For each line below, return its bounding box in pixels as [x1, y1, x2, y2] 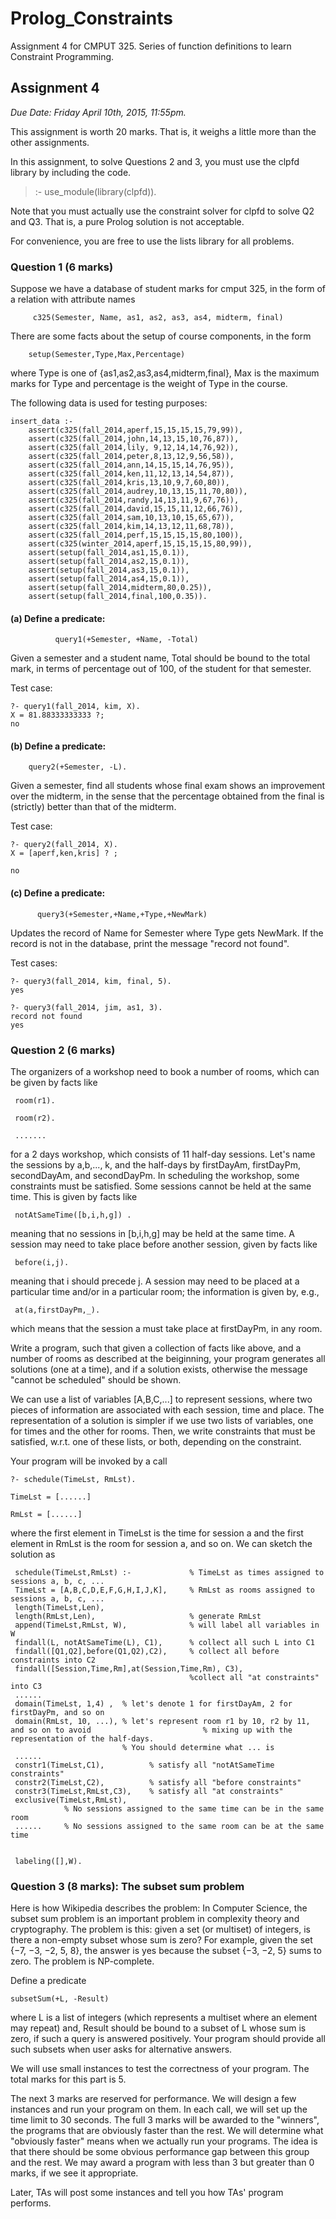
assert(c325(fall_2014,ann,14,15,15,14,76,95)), [28, 460, 235, 471]
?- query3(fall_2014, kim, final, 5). [10, 976, 172, 986]
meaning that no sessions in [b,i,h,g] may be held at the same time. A [10, 1227, 295, 1239]
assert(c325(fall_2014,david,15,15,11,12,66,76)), [28, 504, 244, 514]
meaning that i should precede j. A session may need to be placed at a [10, 1275, 300, 1287]
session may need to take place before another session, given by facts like [10, 1238, 318, 1250]
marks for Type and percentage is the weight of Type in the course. [10, 378, 288, 390]
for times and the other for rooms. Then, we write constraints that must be [10, 1425, 316, 1437]
